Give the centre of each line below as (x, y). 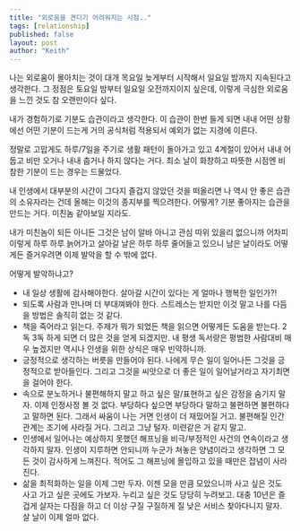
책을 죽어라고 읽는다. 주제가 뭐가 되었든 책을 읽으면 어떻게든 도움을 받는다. (151, 326)
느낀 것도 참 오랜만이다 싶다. (68, 100)
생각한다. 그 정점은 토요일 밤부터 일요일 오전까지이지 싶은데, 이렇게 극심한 (137, 89)
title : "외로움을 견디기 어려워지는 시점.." (81, 17)
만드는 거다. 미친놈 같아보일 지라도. (70, 213)
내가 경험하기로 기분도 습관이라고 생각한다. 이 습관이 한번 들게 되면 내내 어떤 (142, 119)
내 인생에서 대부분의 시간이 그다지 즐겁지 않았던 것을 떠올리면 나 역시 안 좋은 (142, 191)
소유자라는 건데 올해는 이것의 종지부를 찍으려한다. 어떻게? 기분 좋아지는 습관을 (154, 202)
